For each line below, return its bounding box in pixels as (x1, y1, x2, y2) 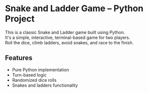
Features (5, 54, 33, 62)
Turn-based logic (12, 72, 47, 78)
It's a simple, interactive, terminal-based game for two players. (5, 35, 131, 40)
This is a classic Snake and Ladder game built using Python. (5, 29, 125, 35)
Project (5, 13, 35, 24)
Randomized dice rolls (12, 77, 57, 83)
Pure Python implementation (12, 67, 69, 73)
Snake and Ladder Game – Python (5, 3, 144, 14)
